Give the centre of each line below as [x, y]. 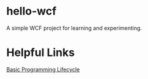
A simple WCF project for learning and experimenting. [74, 28]
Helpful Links [41, 53]
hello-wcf [31, 11]
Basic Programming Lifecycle [43, 69]
